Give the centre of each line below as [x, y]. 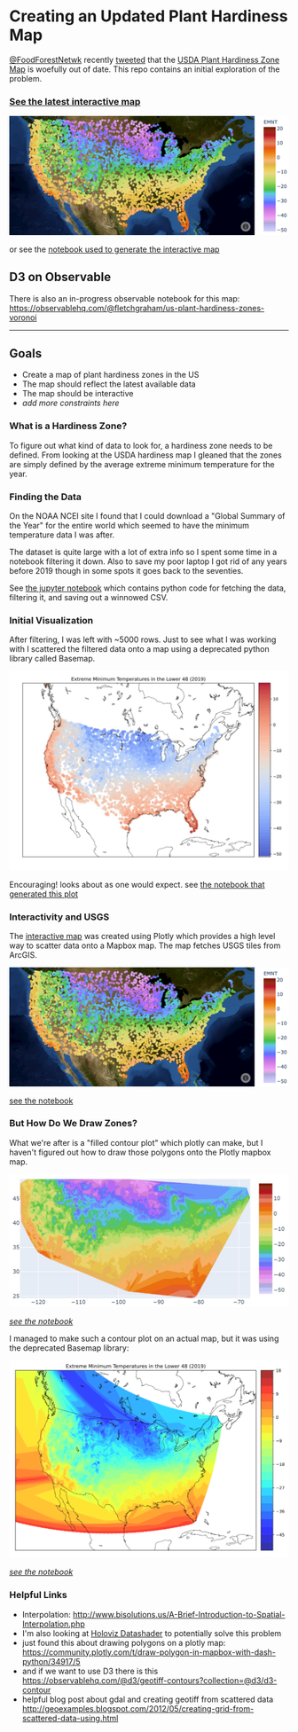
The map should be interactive [78, 394]
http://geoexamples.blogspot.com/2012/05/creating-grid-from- [138, 1708]
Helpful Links [39, 1595]
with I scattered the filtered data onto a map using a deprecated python [139, 649]
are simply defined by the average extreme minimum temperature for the [142, 464]
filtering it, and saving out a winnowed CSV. [89, 598]
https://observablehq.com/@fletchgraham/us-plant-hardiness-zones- [137, 308]
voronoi [23, 317]
